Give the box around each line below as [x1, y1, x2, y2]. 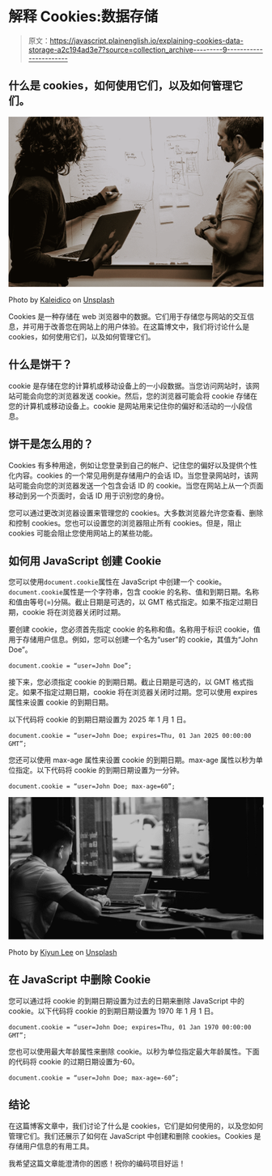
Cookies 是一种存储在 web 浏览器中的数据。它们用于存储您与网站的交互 [8, 311, 248, 321]
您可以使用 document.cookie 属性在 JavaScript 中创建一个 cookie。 [8, 577, 227, 587]
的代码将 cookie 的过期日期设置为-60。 [8, 1056, 139, 1066]
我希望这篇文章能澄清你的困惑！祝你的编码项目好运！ [8, 1158, 186, 1168]
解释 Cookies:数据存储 [8, 7, 159, 26]
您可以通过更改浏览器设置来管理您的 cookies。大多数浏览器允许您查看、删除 [8, 508, 264, 518]
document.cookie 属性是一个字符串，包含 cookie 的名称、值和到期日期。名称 [8, 587, 260, 597]
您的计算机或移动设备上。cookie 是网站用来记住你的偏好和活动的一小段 [8, 401, 245, 411]
